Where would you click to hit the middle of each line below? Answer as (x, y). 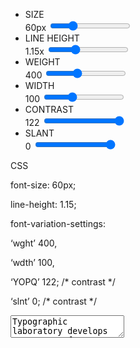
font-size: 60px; (43, 185)
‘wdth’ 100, (32, 262)
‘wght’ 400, (34, 243)
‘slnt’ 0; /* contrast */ (53, 301)
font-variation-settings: (58, 223)
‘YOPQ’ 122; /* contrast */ (63, 282)
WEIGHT (42, 62)
